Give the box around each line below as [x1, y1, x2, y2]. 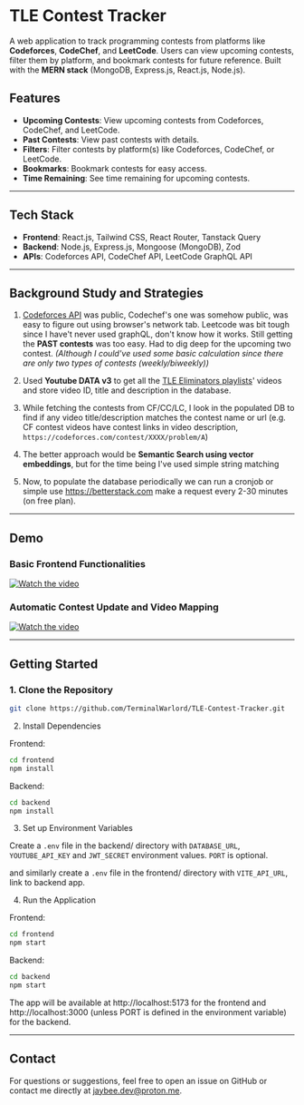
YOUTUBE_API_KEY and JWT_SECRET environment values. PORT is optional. [9, 850, 269, 861]
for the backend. [9, 1016, 71, 1027]
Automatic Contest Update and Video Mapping [9, 601, 219, 613]
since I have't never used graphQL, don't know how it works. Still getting [22, 328, 293, 340]
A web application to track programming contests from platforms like [9, 35, 266, 46]
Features [9, 91, 61, 106]
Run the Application [22, 895, 97, 905]
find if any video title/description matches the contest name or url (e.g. [22, 412, 287, 423]
